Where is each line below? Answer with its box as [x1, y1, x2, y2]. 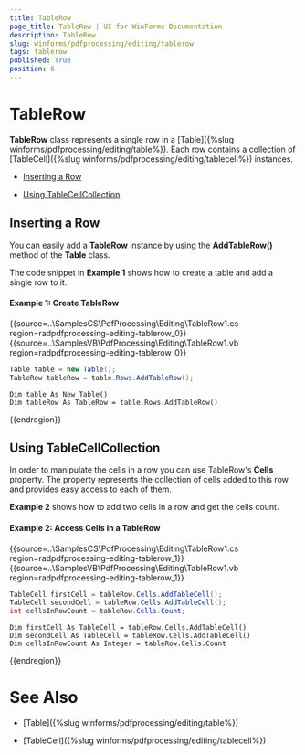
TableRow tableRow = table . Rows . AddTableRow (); [9, 373, 195, 382]
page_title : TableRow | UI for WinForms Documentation [9, 22, 223, 31]
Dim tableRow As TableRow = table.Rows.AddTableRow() [9, 398, 219, 407]
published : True [9, 56, 71, 65]
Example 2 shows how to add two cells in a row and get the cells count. [9, 502, 279, 513]
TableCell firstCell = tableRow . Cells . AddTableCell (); [9, 590, 223, 599]
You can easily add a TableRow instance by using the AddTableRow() [9, 239, 273, 250]
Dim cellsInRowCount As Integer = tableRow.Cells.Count [9, 639, 226, 649]
